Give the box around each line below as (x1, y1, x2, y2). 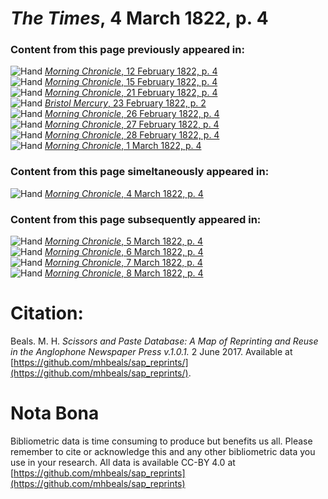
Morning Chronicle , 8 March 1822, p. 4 (44, 267, 204, 279)
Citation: (10, 302, 84, 325)
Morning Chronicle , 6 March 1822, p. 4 (44, 246, 204, 258)
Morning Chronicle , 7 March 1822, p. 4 (44, 257, 203, 269)
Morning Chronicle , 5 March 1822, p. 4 (44, 235, 204, 247)
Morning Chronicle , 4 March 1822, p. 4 (44, 187, 204, 199)
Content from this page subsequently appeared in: (10, 212, 262, 226)
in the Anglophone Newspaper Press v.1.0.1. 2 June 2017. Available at (10, 346, 293, 358)
